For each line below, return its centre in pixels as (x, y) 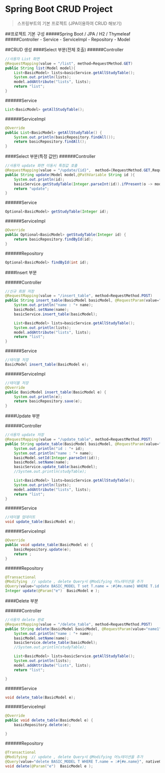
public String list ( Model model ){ (41, 68)
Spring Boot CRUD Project (59, 9)
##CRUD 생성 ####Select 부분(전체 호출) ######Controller (64, 49)
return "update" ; (32, 188)
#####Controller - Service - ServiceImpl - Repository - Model (68, 39)
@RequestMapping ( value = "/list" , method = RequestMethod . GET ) (69, 63)
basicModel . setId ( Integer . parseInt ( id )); (57, 458)
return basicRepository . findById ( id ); (54, 239)
